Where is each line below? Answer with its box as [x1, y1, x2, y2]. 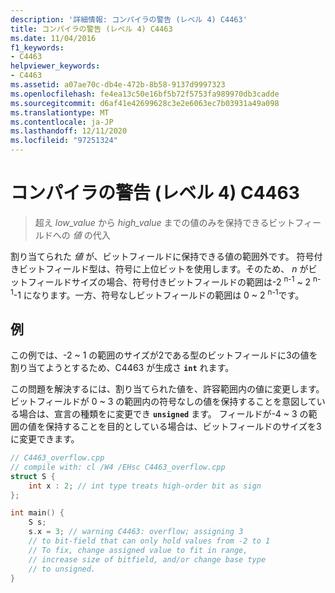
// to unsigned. [28, 564, 97, 574]
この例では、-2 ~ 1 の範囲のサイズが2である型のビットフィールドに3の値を [10, 349, 318, 361]
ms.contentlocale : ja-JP [10, 117, 114, 127]
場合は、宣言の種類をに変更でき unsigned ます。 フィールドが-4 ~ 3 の [18, 408, 309, 420]
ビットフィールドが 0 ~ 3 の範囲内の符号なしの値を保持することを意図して [10, 396, 317, 408]
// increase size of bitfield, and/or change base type [28, 554, 267, 565]
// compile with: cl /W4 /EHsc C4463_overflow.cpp [10, 462, 226, 472]
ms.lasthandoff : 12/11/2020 [10, 126, 128, 136]
